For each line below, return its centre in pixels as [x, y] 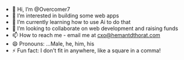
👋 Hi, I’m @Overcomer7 [41, 9]
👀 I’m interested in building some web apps [65, 16]
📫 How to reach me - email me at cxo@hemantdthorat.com [86, 35]
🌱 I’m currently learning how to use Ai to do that [71, 22]
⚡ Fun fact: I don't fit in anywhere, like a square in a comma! [86, 50]
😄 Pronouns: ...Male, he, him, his [53, 44]
